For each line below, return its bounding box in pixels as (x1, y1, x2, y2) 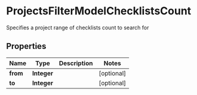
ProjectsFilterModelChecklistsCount (6, 4, 192, 18)
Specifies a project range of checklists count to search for (6, 24, 149, 31)
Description (59, 59, 93, 67)
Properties (6, 41, 47, 51)
